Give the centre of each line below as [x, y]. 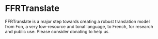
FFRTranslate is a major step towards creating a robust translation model [78, 21]
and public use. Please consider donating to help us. [57, 31]
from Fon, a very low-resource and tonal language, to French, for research [79, 26]
